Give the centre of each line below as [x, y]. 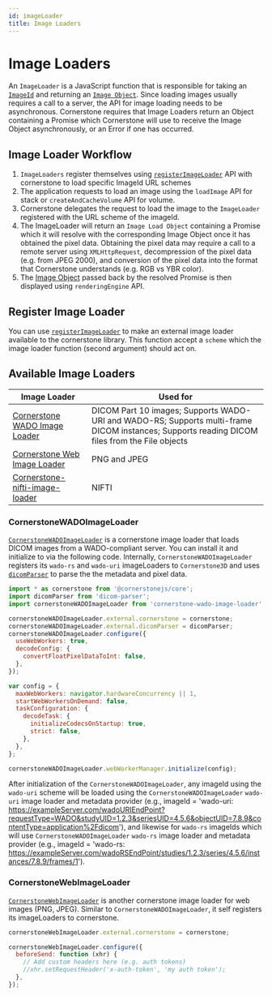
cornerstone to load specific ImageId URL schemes [106, 182]
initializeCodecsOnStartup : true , [88, 724]
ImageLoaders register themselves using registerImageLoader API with [136, 174]
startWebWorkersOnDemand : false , [72, 701]
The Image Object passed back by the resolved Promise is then [126, 277]
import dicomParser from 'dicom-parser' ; [79, 597]
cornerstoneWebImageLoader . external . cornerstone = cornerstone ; [119, 932]
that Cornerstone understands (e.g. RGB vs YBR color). [112, 269]
